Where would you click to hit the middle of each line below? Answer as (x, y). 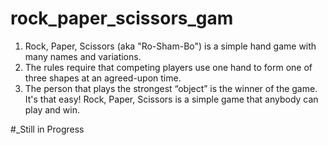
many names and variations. (83, 56)
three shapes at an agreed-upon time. (103, 78)
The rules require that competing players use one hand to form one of (168, 67)
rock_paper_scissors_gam (122, 18)
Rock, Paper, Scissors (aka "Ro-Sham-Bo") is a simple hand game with (170, 46)
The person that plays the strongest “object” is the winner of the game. (171, 88)
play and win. (52, 109)
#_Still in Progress (47, 129)
